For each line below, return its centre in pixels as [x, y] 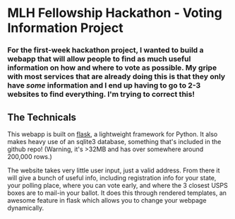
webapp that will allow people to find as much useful [99, 59]
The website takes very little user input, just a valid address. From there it [114, 170]
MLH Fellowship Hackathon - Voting [115, 13]
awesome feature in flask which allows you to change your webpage [107, 200]
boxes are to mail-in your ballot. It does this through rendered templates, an [117, 193]
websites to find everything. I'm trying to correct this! [101, 95]
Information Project [65, 28]
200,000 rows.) [30, 156]
